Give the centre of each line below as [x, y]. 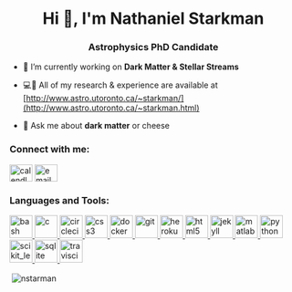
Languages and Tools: [59, 200]
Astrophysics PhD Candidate [153, 47]
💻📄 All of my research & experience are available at [120, 85]
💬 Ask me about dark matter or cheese [96, 126]
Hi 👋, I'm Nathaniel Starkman [153, 19]
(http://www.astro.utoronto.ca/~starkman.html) [111, 108]
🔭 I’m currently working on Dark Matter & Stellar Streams [130, 67]
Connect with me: [50, 150]
